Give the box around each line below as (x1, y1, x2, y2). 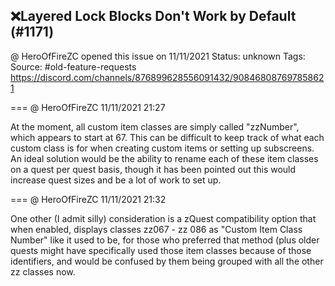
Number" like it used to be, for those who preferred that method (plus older (10, 234, 320, 246)
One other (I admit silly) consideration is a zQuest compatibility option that (10, 212, 317, 224)
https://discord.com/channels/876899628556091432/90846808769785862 (10, 71, 325, 83)
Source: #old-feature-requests (10, 60, 137, 73)
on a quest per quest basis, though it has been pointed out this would (10, 163, 297, 175)
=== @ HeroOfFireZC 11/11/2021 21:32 (10, 193, 167, 205)
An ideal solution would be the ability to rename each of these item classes (10, 152, 319, 164)
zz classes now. (10, 265, 76, 278)
